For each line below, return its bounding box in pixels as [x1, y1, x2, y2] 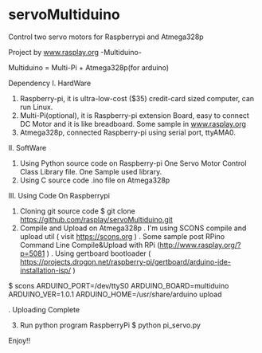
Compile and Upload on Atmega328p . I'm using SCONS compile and [19, 223, 247, 233]
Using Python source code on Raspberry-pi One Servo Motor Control [19, 158, 247, 168]
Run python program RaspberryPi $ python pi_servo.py [19, 320, 201, 330]
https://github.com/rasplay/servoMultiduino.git [19, 214, 174, 224]
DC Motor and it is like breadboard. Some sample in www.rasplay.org [19, 119, 247, 128]
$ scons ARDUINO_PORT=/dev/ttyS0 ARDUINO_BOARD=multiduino [8, 280, 229, 290]
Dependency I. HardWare [8, 78, 92, 88]
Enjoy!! [8, 335, 31, 345]
